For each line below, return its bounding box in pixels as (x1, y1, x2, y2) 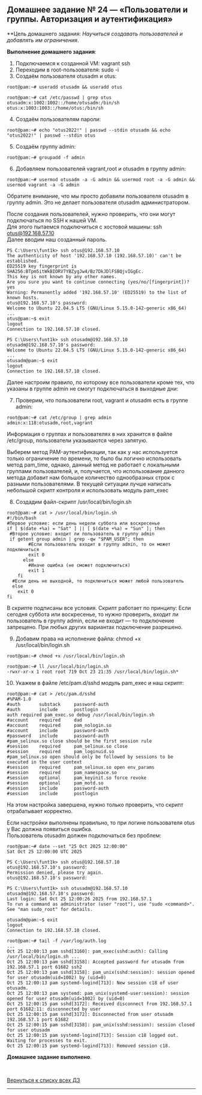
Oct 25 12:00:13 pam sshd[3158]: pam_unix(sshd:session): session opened (7, 969, 195, 975)
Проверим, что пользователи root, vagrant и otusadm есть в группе (15, 396, 188, 404)
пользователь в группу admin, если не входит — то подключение (7, 617, 174, 624)
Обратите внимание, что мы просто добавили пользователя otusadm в (7, 192, 189, 200)
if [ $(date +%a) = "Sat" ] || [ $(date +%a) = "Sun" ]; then (7, 525, 165, 531)
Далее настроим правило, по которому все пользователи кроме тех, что (7, 378, 195, 386)
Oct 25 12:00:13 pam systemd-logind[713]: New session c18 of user (7, 980, 179, 986)
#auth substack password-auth (7, 701, 110, 707)
